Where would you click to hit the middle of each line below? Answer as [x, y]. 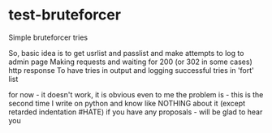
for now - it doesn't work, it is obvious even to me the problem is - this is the [136, 94]
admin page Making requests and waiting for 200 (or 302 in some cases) [131, 62]
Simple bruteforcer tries [48, 37]
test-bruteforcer [65, 15]
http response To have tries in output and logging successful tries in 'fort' [131, 70]
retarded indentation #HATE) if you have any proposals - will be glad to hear [136, 112]
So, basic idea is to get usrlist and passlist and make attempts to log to [126, 53]
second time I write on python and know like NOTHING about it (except [127, 103]
